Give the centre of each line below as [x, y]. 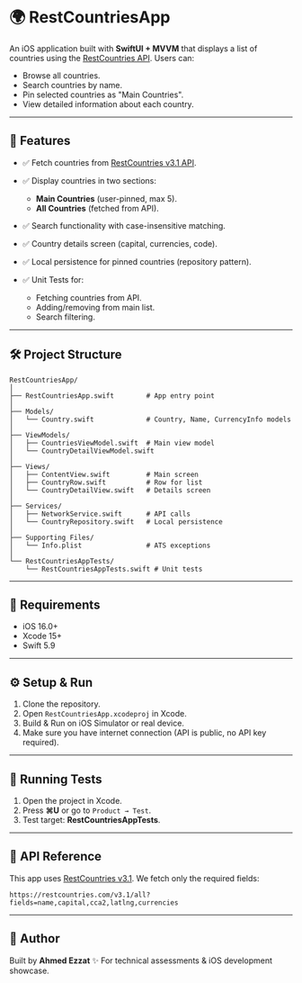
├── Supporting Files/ [52, 537]
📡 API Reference [55, 857]
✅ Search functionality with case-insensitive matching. [124, 225]
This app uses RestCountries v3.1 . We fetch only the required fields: [134, 878]
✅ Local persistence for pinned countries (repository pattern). [137, 261]
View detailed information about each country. [108, 104]
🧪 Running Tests [56, 779]
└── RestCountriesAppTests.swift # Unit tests [114, 569]
